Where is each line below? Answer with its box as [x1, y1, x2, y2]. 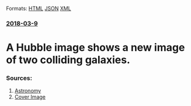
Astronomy [14, 87, 41, 94]
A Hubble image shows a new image [6, 41, 185, 54]
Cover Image [14, 93, 46, 101]
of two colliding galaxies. [6, 54, 130, 66]
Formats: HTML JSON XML [6, 5, 71, 12]
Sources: [6, 74, 33, 82]
